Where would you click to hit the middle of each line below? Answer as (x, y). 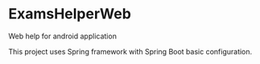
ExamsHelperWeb (70, 14)
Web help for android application (62, 36)
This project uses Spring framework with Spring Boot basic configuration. (130, 51)
